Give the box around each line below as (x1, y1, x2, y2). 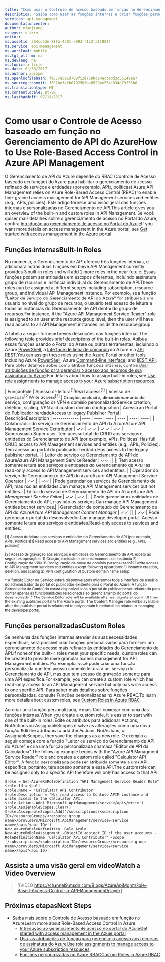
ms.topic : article (5, 62, 43, 67)
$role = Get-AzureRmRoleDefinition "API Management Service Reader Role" (5, 779, 160, 784)
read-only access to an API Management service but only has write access (5, 682, 157, 688)
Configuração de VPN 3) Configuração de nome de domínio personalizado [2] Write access (5, 561, 159, 565)
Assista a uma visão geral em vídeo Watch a (5, 862, 141, 870)
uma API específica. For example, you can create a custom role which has (5, 676, 154, 682)
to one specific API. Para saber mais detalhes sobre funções (5, 687, 128, 693)
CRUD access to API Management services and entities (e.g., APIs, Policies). (5, 441, 160, 447)
